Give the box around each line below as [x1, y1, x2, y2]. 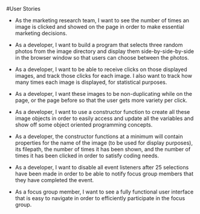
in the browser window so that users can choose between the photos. [15, 54, 189, 61]
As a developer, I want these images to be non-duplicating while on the [15, 90, 192, 97]
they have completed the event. [15, 177, 94, 183]
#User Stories [6, 5, 41, 12]
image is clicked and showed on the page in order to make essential [15, 24, 184, 30]
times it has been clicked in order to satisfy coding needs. [15, 152, 159, 159]
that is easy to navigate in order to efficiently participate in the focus [15, 195, 185, 201]
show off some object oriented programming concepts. [15, 121, 153, 128]
